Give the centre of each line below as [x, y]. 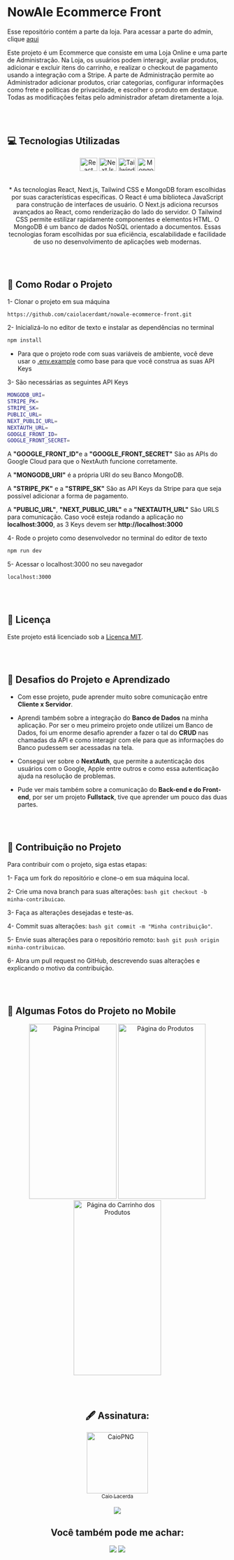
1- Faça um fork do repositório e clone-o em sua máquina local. [98, 878]
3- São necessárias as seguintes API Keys [68, 382]
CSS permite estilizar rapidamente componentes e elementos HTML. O [117, 219]
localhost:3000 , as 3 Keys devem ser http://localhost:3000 [95, 524]
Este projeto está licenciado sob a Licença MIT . [75, 636]
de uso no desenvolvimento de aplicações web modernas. [117, 242]
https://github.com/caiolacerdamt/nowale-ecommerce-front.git [100, 314]
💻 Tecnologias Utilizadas [64, 141]
